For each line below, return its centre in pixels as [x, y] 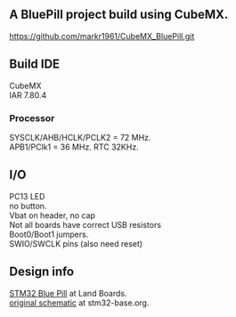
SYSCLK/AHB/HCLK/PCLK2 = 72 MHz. [80, 137]
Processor [32, 118]
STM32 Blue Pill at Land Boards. [68, 293]
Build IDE [35, 65]
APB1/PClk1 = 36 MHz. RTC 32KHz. [74, 147]
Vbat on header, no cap [53, 215]
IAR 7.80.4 [28, 95]
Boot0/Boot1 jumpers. [49, 234]
